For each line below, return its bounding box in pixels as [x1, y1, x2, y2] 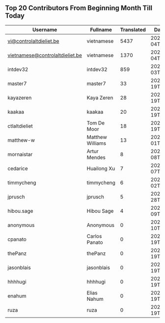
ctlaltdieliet [7, 123, 33, 129]
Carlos [86, 232, 102, 239]
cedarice [7, 165, 28, 172]
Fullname [90, 26, 112, 33]
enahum [7, 292, 27, 299]
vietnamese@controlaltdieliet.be [7, 52, 82, 59]
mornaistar [7, 151, 33, 158]
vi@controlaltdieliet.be [7, 37, 59, 44]
